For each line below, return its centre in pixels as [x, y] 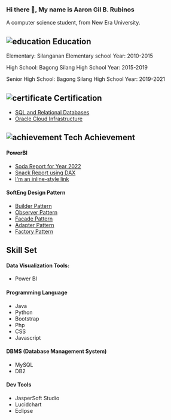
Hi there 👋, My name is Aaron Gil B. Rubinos [70, 10]
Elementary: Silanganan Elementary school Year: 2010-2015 [80, 56]
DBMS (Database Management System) [57, 351]
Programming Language [37, 292]
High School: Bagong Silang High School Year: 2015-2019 [77, 68]
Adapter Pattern [35, 225]
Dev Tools [19, 385]
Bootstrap [27, 318]
